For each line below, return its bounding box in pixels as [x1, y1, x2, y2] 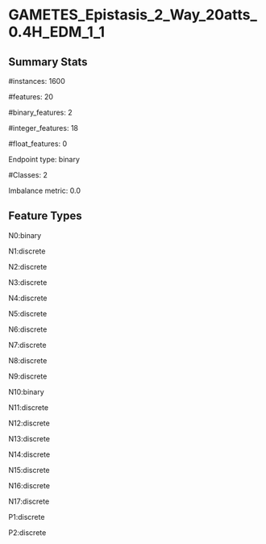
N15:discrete [8, 465, 50, 475]
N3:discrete [8, 277, 48, 287]
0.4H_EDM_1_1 [8, 23, 106, 41]
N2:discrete [8, 262, 48, 271]
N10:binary [8, 387, 44, 396]
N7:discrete [8, 340, 47, 349]
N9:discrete [8, 371, 48, 381]
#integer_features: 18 [8, 123, 79, 132]
